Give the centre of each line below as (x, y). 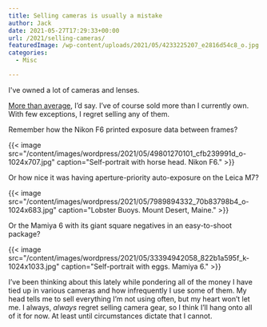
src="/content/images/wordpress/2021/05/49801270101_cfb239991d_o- (127, 154)
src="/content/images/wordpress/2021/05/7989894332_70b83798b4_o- (129, 201)
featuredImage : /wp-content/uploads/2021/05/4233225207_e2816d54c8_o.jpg (134, 46)
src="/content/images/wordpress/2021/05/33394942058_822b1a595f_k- (129, 257)
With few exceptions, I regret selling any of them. (89, 114)
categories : (28, 53)
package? (25, 233)
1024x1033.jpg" (34, 266)
